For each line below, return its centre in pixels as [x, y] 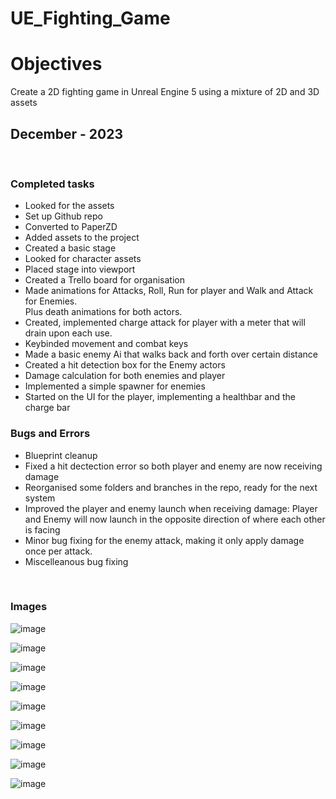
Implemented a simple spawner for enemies [115, 386]
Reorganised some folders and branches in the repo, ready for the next [171, 487]
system [40, 498]
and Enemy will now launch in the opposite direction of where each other [175, 519]
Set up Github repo [63, 216]
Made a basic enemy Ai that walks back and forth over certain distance [171, 354]
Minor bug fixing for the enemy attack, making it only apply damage [164, 540]
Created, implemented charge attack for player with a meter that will [165, 323]
